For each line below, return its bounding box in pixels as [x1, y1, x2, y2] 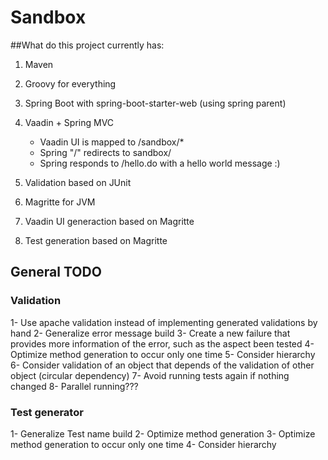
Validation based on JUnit [24, 176, 132, 188]
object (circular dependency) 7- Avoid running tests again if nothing [10, 369, 290, 381]
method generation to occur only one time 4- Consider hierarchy [10, 438, 277, 450]
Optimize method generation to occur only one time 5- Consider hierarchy [10, 348, 316, 360]
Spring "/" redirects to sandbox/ [39, 146, 172, 158]
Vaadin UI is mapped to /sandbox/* [39, 136, 185, 148]
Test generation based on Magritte [24, 234, 168, 246]
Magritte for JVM [24, 196, 96, 208]
